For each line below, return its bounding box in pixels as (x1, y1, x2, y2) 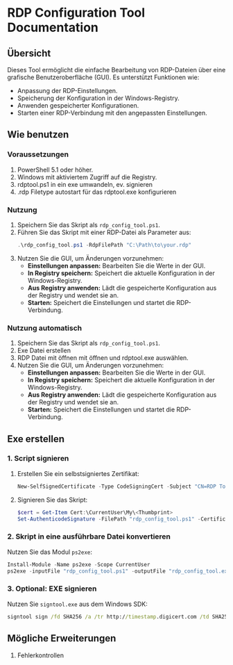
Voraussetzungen (7, 149, 69, 159)
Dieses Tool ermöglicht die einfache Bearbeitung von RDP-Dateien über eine (7, 66, 226, 74)
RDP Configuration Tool (7, 5, 146, 21)
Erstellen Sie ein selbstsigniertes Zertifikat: (17, 469, 139, 477)
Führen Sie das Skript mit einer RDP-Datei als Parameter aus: (17, 228, 191, 236)
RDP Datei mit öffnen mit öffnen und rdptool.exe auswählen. (17, 354, 189, 362)
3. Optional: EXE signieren (7, 584, 97, 593)
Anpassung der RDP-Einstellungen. (17, 87, 118, 95)
